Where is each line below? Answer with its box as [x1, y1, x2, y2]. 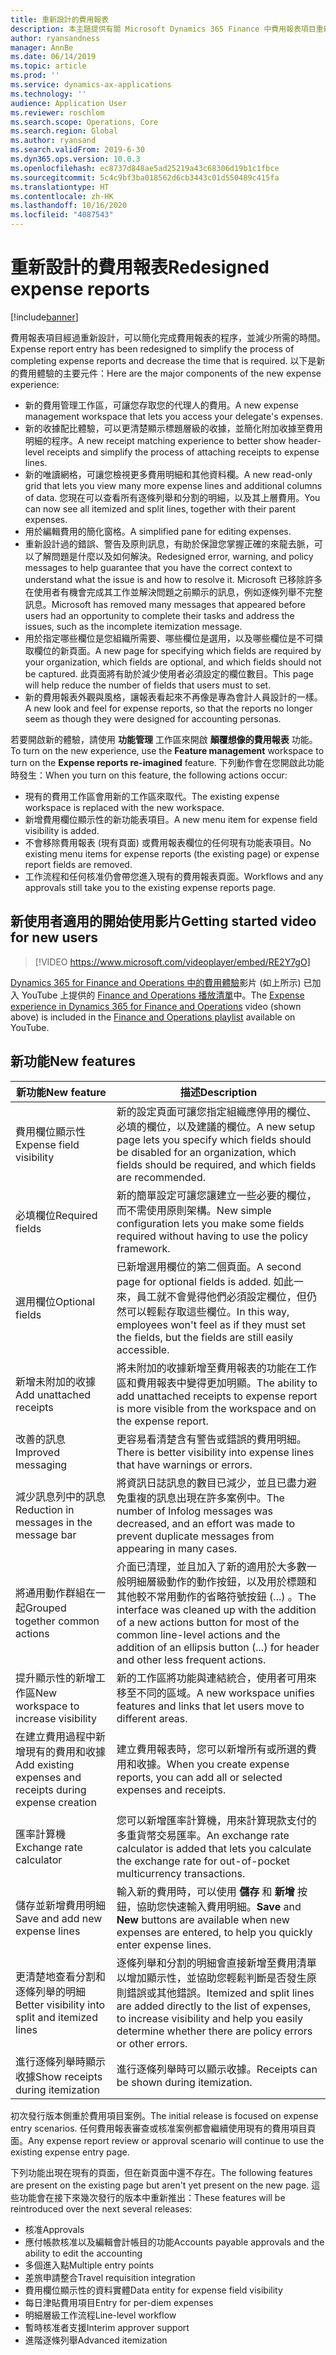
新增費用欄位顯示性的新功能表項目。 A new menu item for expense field [24, 813, 318, 825]
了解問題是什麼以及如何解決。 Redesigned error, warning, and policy [33, 550, 314, 562]
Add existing [15, 1757, 75, 1771]
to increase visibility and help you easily [116, 2011, 304, 2025]
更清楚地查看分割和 [15, 1969, 107, 1983]
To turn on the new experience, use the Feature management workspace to [10, 744, 325, 756]
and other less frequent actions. [116, 1652, 267, 1666]
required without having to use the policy [116, 1229, 308, 1243]
